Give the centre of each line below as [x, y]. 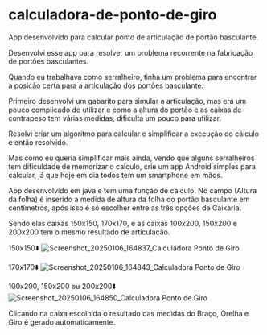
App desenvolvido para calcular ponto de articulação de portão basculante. [133, 37]
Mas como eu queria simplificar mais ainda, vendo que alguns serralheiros [131, 158]
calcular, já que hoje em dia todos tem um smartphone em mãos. [115, 175]
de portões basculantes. [49, 61]
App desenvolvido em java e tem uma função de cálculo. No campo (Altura [133, 190]
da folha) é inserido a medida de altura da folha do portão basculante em [129, 199]
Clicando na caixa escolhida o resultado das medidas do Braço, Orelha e [129, 313]
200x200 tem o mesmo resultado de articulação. [89, 232]
